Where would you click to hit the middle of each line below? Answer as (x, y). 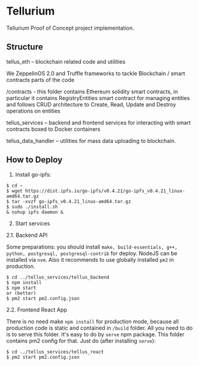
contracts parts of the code (40, 79)
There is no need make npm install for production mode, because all (93, 321)
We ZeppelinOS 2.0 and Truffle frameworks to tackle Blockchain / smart (96, 73)
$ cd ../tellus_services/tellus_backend (58, 277)
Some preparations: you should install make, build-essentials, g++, (92, 247)
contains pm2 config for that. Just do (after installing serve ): (81, 341)
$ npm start (21, 288)
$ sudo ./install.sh (32, 207)
